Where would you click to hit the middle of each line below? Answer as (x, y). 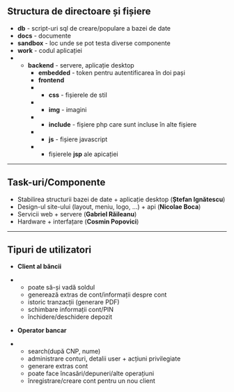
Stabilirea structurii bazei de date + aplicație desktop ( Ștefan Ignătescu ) (121, 199)
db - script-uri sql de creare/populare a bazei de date (94, 28)
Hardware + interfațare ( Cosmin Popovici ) (78, 221)
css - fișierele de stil (78, 95)
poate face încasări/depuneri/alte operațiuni (91, 374)
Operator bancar (42, 331)
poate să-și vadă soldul (61, 288)
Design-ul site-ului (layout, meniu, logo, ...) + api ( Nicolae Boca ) (109, 206)
